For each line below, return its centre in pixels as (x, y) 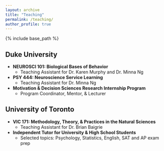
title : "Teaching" (25, 15)
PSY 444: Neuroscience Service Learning (58, 78)
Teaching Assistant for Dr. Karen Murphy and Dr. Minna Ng (82, 72)
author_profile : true (28, 24)
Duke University (31, 54)
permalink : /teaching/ (29, 19)
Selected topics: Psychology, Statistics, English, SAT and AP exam (90, 138)
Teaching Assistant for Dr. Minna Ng (58, 83)
